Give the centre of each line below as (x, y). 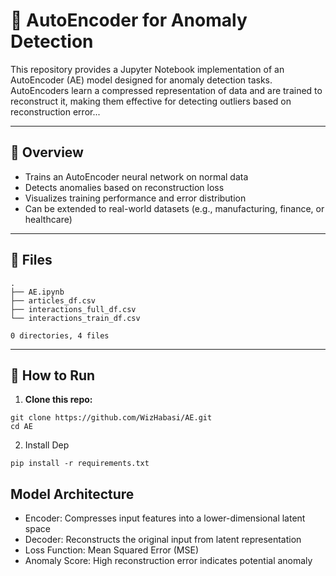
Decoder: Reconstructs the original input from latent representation (163, 540)
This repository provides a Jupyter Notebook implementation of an (147, 69)
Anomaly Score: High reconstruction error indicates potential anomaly (168, 561)
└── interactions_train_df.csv (75, 318)
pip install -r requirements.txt (80, 464)
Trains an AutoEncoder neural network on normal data (136, 176)
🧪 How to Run (53, 375)
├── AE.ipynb (37, 292)
